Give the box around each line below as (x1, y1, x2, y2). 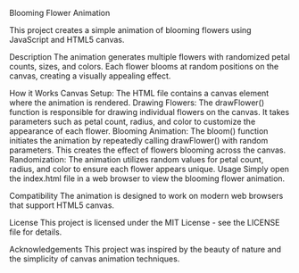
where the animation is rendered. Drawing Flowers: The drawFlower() (9, 97, 265, 108)
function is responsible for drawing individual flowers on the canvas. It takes (9, 107, 290, 117)
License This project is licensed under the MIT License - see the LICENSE (9, 218, 280, 227)
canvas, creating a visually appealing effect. (9, 70, 171, 81)
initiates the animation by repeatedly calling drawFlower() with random (9, 136, 269, 145)
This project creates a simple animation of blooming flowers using (9, 25, 252, 35)
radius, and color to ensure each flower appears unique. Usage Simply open (9, 164, 290, 174)
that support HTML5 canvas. (9, 200, 114, 211)
